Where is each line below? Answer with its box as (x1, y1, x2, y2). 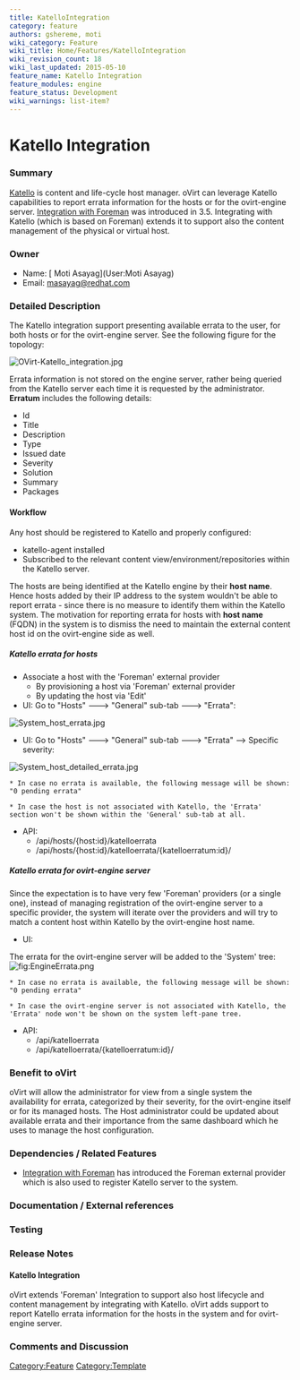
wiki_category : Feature (9, 38, 99, 47)
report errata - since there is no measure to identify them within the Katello (9, 599, 286, 610)
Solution (21, 467, 54, 478)
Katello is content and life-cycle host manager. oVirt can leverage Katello (9, 187, 278, 198)
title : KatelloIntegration (9, 13, 110, 22)
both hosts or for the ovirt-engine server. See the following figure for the (9, 330, 276, 340)
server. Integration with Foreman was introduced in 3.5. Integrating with (9, 206, 273, 217)
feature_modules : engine (9, 80, 102, 89)
